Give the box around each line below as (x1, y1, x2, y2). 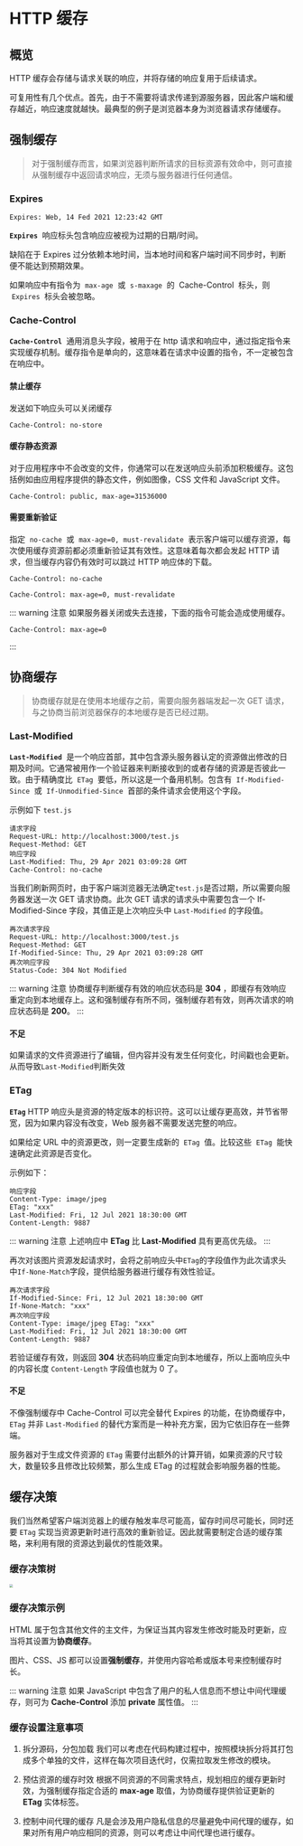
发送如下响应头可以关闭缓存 (9, 402, 113, 413)
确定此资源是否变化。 (16, 1147, 96, 1158)
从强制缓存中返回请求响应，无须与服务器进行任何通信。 (31, 169, 237, 180)
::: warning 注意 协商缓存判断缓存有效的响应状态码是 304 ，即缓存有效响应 (9, 983, 287, 994)
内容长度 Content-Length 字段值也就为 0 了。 (16, 1362, 183, 1374)
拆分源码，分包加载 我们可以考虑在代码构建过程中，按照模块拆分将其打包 (22, 1743, 294, 1754)
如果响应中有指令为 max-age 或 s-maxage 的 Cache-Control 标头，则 (9, 279, 271, 290)
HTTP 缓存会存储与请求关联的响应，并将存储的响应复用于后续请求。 (9, 73, 262, 83)
